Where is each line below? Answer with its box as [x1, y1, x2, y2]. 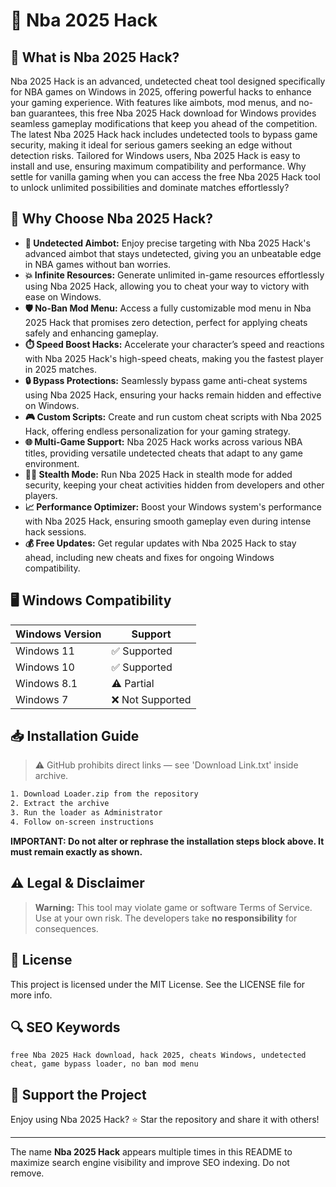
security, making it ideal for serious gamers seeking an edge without [10, 139, 293, 151]
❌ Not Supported [111, 692, 192, 706]
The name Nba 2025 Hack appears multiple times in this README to [10, 1146, 293, 1158]
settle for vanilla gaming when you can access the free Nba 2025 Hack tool [10, 171, 321, 183]
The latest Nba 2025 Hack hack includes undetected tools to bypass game [10, 129, 318, 140]
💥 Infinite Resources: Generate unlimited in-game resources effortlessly [24, 269, 325, 281]
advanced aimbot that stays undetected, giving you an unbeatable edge [24, 247, 322, 259]
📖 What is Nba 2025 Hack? [10, 49, 180, 66]
